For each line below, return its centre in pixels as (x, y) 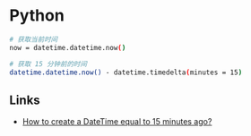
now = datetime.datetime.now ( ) (68, 47)
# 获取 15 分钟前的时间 (48, 64)
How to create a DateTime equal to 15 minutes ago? (117, 122)
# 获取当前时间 (34, 39)
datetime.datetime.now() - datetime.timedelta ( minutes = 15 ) (126, 72)
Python (37, 16)
